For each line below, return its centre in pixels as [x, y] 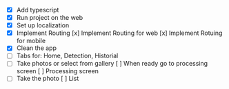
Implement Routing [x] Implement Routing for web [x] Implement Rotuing [119, 33]
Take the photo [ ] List [48, 79]
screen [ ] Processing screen [58, 71]
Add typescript [38, 10]
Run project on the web [50, 18]
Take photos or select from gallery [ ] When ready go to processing [112, 64]
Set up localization [43, 25]
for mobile [31, 41]
